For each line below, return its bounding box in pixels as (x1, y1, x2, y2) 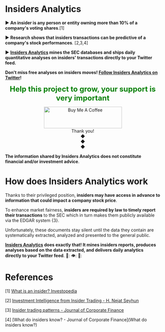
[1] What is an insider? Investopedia (5, 288, 77, 294)
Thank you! (71, 128, 95, 134)
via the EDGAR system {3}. (5, 217, 60, 223)
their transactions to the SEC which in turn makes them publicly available (5, 212, 155, 218)
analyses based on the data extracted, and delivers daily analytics (5, 247, 144, 253)
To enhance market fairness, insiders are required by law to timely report (5, 207, 156, 213)
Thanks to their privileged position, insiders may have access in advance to (5, 192, 161, 198)
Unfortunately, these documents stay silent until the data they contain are (5, 227, 154, 233)
